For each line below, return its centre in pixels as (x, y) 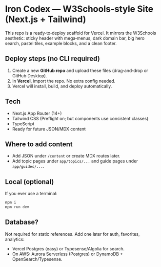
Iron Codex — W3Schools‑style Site (79, 9)
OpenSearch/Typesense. (37, 259)
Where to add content (39, 144)
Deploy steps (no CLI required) (52, 59)
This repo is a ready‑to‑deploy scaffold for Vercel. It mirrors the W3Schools (80, 33)
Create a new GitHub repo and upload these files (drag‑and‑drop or (80, 70)
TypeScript (23, 124)
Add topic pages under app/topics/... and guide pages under (75, 161)
